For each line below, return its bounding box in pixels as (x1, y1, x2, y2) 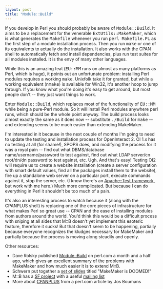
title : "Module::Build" (5, 12, 54, 17)
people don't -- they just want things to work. (5, 91, 97, 97)
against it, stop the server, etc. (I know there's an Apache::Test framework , (5, 177, 155, 183)
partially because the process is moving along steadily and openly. (5, 233, 139, 239)
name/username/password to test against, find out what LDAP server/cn (5, 152, 150, 157)
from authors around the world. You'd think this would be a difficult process (5, 213, 157, 219)
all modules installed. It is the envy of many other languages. (5, 56, 127, 62)
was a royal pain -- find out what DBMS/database (5, 147, 105, 153)
